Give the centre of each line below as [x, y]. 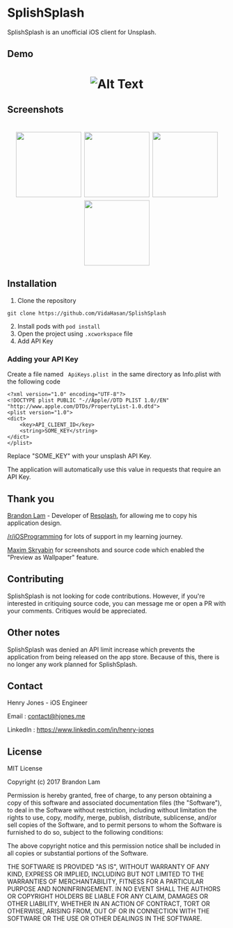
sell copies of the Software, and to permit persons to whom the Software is [115, 825]
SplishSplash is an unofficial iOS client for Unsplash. [82, 32]
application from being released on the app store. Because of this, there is [113, 656]
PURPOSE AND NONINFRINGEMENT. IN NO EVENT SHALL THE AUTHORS [114, 889]
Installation [32, 284]
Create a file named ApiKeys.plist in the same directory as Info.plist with [114, 375]
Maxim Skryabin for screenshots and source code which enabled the [106, 550]
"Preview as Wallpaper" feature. [53, 558]
